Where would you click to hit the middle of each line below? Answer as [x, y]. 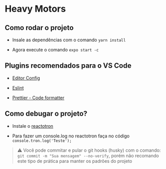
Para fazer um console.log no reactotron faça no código [71, 136]
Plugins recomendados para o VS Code [68, 66]
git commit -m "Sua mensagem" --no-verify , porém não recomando [88, 155]
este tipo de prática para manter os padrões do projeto [75, 161]
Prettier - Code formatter [38, 98]
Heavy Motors [35, 9]
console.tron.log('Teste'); [42, 140]
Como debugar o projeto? [46, 114]
